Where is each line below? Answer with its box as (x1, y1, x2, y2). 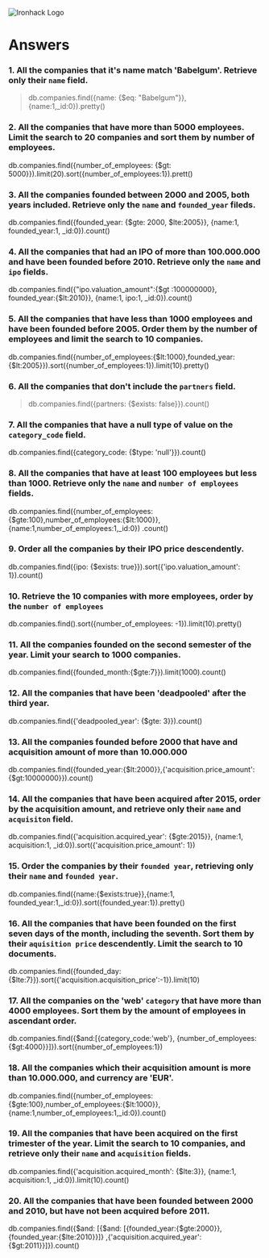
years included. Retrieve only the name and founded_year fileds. (8, 199, 256, 210)
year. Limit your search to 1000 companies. (8, 650, 181, 661)
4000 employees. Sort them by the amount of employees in (8, 1005, 246, 1016)
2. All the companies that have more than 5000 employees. (8, 122, 245, 133)
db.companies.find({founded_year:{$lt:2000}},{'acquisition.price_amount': (8, 765, 255, 775)
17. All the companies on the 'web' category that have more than (8, 995, 262, 1006)
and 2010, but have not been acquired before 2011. (8, 1205, 210, 1216)
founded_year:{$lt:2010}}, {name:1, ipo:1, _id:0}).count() (8, 293, 193, 303)
